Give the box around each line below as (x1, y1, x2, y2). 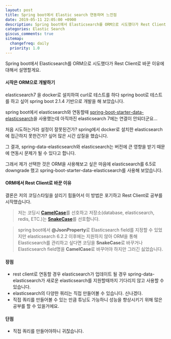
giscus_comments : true (5, 31, 54, 36)
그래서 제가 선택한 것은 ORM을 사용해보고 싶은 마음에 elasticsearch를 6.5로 (5, 161, 157, 167)
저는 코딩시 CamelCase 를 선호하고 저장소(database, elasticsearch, (17, 209, 155, 216)
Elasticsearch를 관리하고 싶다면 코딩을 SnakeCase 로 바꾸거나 (17, 240, 143, 246)
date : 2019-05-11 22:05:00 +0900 (5, 17, 77, 22)
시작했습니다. (5, 199, 32, 205)
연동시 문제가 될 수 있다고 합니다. (10, 150, 76, 156)
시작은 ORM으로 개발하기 (5, 79, 55, 86)
